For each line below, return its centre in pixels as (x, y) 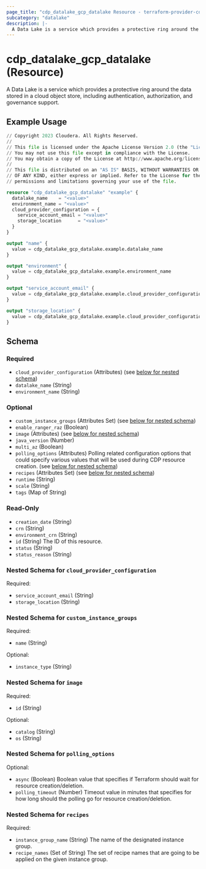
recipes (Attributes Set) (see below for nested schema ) (85, 473)
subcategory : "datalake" (38, 18)
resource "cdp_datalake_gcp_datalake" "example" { (72, 192)
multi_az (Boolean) (39, 447)
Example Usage (37, 122)
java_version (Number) (45, 440)
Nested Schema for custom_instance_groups (72, 618)
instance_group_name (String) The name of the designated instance (99, 840)
